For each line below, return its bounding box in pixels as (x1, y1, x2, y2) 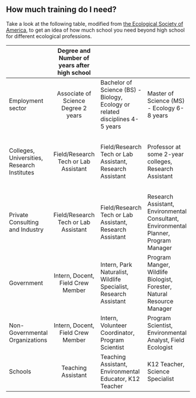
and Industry (9, 225, 44, 234)
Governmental (9, 328, 48, 337)
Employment (9, 97, 44, 105)
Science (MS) (147, 97, 185, 105)
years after (58, 61, 90, 69)
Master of (147, 89, 174, 97)
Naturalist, (100, 267, 129, 276)
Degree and (57, 46, 91, 54)
